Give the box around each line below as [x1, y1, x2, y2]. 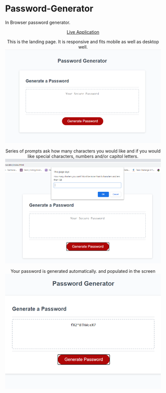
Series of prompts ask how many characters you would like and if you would [5, 148, 161, 154]
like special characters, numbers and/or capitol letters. [27, 154, 139, 159]
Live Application [66, 29, 100, 35]
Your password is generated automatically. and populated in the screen [10, 268, 156, 274]
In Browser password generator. [5, 19, 71, 25]
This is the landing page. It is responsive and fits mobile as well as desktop [7, 38, 159, 45]
